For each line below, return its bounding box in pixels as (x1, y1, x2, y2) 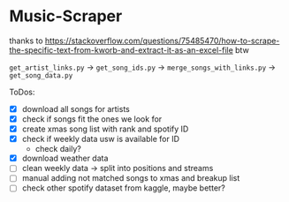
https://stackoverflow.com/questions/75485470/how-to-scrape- (44, 35, 280, 46)
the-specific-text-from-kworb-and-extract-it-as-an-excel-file (9, 44, 234, 55)
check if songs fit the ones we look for (21, 114, 163, 124)
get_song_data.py (9, 71, 73, 80)
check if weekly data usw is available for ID (21, 134, 179, 145)
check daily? (34, 144, 81, 154)
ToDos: (9, 86, 35, 97)
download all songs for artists (21, 103, 130, 114)
